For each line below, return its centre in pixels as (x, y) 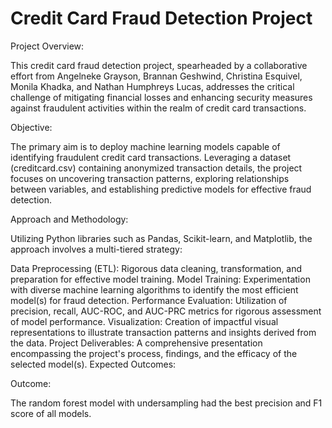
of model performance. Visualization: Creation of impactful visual (144, 321)
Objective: (31, 127)
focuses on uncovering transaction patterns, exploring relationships (150, 178)
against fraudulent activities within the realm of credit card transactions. (158, 108)
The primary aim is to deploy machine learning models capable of (145, 146)
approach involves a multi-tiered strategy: (96, 249)
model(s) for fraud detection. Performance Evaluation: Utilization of (149, 300)
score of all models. (51, 413)
